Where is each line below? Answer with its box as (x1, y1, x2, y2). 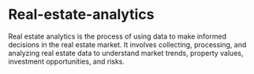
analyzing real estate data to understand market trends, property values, (8, 48, 244, 57)
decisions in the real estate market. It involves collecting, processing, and (8, 39, 247, 49)
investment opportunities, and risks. (8, 57, 125, 66)
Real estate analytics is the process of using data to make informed (8, 31, 227, 41)
